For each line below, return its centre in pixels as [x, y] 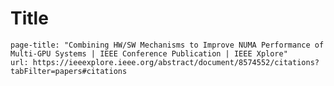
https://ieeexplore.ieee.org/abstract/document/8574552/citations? [176, 62]
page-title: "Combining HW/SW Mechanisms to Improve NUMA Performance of [167, 45]
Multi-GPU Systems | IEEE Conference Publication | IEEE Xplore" [149, 53]
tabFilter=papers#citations [69, 71]
